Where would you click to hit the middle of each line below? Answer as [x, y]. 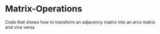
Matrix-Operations [44, 9]
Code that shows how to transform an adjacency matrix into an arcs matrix [80, 22]
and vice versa [20, 27]
